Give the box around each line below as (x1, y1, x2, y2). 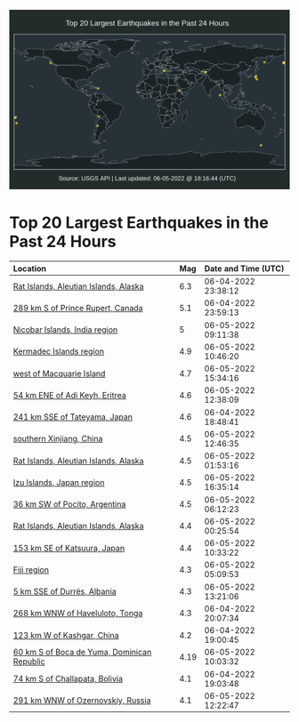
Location (12, 263, 47, 274)
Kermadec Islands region (12, 346, 105, 357)
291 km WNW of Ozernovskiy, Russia (12, 695, 151, 706)
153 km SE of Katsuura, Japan (12, 542, 125, 553)
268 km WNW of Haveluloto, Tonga (12, 608, 143, 619)
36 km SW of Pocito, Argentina (12, 499, 126, 509)
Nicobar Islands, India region (12, 325, 118, 335)
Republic (12, 656, 46, 667)
